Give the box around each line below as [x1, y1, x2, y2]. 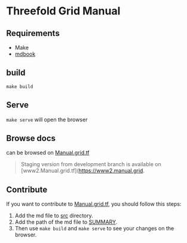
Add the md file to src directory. [14, 212, 94, 220]
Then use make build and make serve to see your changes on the [14, 225, 174, 232]
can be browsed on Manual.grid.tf [6, 149, 90, 157]
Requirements [6, 28, 60, 38]
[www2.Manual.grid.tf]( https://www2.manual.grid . [20, 167, 145, 175]
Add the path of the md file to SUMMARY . [14, 218, 118, 226]
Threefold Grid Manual [6, 4, 121, 18]
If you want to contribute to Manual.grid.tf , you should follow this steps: [6, 200, 182, 208]
